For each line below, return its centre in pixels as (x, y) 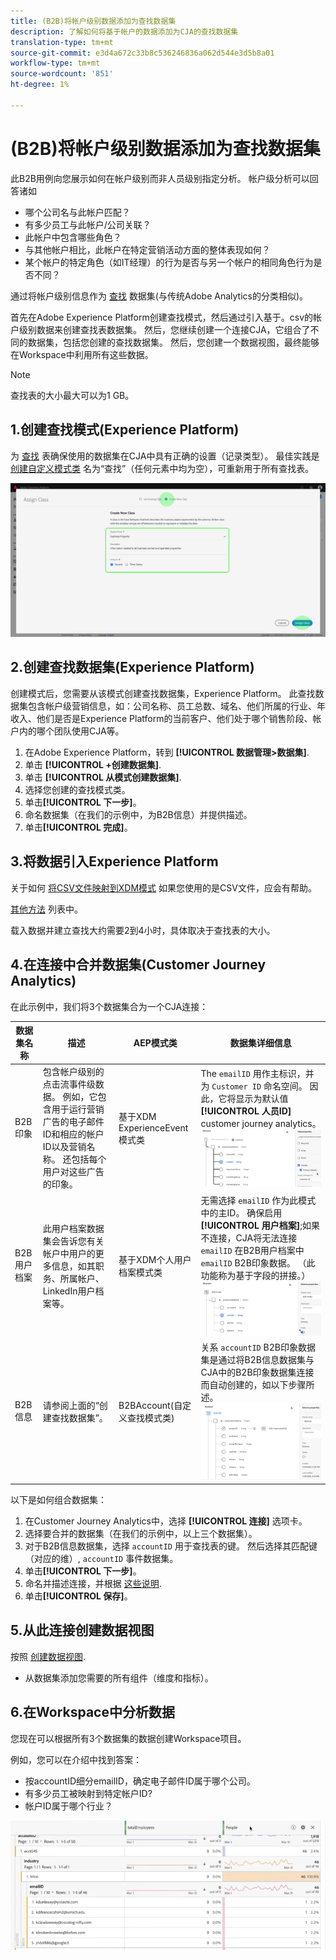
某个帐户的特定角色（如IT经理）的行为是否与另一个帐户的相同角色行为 (169, 262)
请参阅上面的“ (71, 1405)
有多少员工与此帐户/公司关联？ (88, 224)
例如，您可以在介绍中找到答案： (76, 1759)
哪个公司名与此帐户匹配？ (77, 212)
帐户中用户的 (69, 1253)
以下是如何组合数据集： (58, 1500)
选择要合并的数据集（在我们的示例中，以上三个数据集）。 (141, 1534)
